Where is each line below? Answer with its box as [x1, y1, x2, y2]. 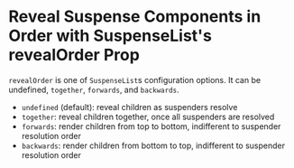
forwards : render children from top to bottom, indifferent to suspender [21, 120, 281, 132]
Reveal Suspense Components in [8, 6, 262, 27]
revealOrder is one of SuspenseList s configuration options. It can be [8, 74, 262, 85]
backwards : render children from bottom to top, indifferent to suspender [21, 140, 286, 151]
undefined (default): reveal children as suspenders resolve [21, 101, 238, 112]
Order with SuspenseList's [8, 25, 213, 46]
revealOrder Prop [8, 45, 141, 65]
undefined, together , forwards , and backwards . [8, 84, 179, 95]
